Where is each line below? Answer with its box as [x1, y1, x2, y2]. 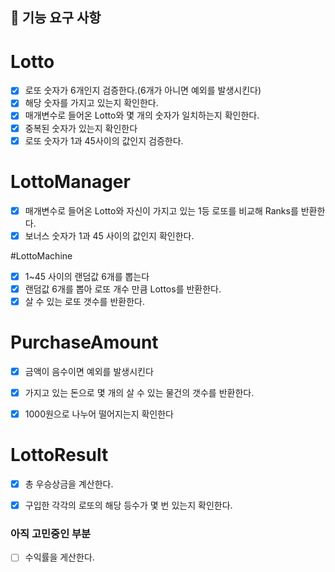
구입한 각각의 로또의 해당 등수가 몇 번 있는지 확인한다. [24, 499, 233, 512]
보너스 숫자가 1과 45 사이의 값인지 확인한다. [24, 229, 195, 242]
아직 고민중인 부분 [10, 527, 92, 540]
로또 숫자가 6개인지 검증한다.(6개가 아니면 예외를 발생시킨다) [24, 84, 262, 97]
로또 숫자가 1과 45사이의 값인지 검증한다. [24, 134, 184, 147]
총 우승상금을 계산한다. [24, 478, 114, 490]
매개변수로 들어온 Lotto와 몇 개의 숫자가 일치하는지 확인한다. [24, 109, 260, 122]
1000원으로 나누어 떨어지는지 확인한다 [24, 408, 174, 420]
